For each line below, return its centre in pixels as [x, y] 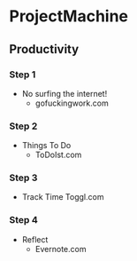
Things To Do [46, 146]
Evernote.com [61, 249]
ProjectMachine [69, 16]
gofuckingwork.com [72, 103]
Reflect [35, 239]
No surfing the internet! [65, 93]
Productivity [44, 49]
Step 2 [23, 126]
